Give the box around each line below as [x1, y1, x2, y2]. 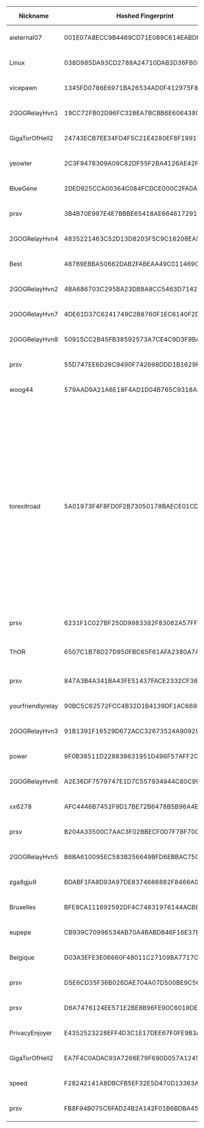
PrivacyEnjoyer [9, 1029, 53, 1037]
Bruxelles [9, 903, 36, 911]
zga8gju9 [9, 878, 37, 886]
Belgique [9, 954, 35, 962]
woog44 [9, 385, 33, 394]
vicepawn [9, 84, 38, 92]
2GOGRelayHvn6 [9, 777, 59, 785]
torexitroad [9, 502, 41, 510]
